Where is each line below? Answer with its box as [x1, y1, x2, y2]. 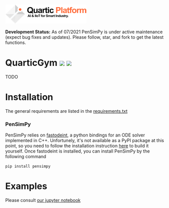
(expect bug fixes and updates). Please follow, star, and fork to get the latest [5, 34, 164, 40]
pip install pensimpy [5, 164, 51, 169]
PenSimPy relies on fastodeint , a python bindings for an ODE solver [5, 132, 145, 138]
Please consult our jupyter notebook [5, 197, 81, 203]
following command [5, 154, 46, 160]
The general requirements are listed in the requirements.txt [5, 108, 128, 114]
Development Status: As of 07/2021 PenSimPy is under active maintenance [5, 29, 163, 35]
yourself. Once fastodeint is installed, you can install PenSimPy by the [5, 148, 150, 154]
